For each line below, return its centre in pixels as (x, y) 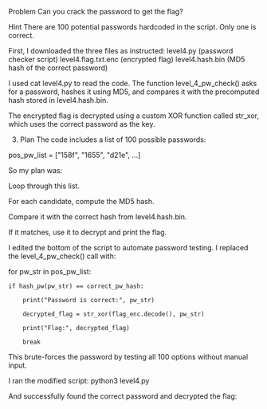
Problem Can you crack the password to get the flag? (96, 12)
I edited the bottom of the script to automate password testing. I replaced (128, 248)
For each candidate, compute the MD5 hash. (81, 201)
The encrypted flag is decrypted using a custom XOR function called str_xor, (133, 116)
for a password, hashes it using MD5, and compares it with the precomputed (134, 92)
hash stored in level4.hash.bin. (59, 100)
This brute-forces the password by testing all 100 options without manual (128, 357)
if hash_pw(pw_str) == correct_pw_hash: (77, 286)
